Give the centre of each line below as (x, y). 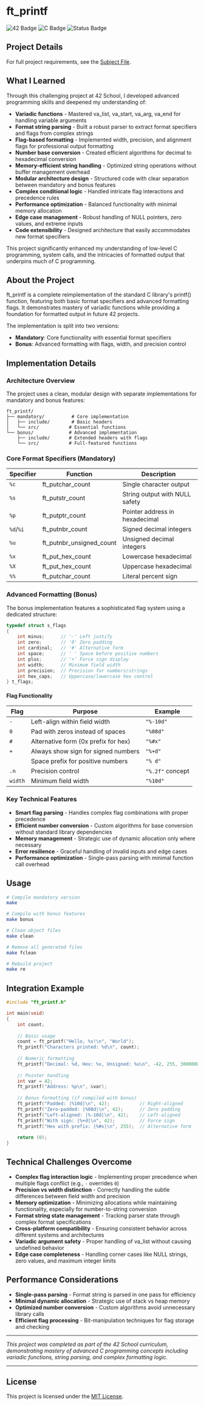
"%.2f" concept (167, 771)
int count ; (31, 1024)
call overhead (32, 864)
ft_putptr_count (64, 516)
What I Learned (36, 81)
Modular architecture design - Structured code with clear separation (102, 178)
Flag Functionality (29, 695)
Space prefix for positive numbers (79, 761)
